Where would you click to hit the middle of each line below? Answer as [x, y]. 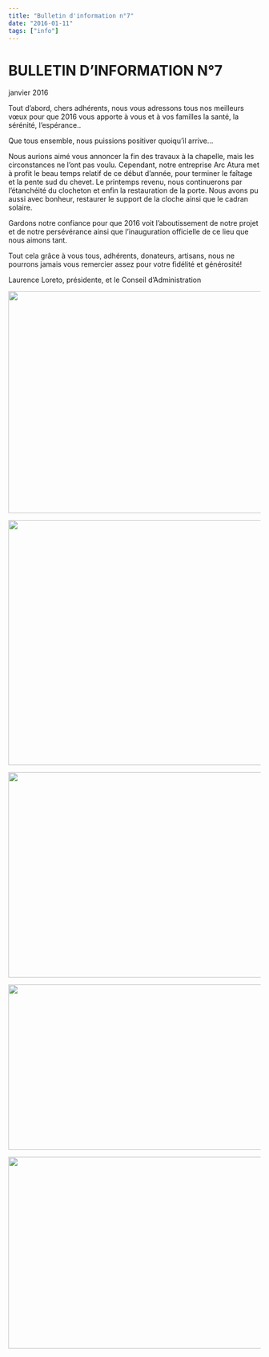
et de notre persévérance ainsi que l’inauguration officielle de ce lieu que [128, 232]
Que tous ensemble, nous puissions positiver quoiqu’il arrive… [111, 141]
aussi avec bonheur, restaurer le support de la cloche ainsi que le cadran [128, 199]
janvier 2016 [28, 92]
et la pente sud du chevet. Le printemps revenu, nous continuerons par [125, 182]
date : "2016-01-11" [41, 23]
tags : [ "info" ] [34, 31]
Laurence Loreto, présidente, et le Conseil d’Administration [105, 280]
